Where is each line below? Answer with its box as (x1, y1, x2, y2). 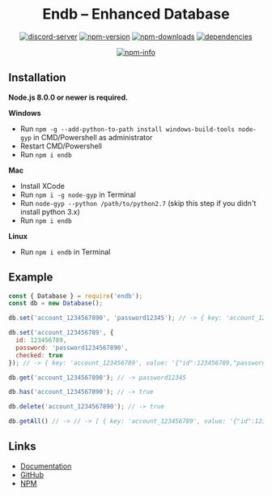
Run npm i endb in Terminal (19, 246, 111, 256)
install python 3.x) (19, 207, 81, 216)
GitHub (19, 469, 45, 479)
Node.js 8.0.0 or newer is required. (8, 92, 128, 102)
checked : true (15, 351, 63, 359)
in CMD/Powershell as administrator (33, 132, 153, 142)
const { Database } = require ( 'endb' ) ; (8, 292, 143, 300)
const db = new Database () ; (8, 299, 104, 308)
